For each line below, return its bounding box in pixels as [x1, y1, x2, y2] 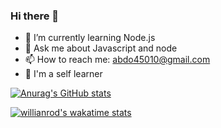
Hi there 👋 [10, 9, 60, 23]
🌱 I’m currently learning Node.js [24, 32, 156, 44]
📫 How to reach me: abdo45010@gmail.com [24, 54, 211, 66]
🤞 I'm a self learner [24, 68, 103, 80]
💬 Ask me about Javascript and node [24, 42, 178, 54]
